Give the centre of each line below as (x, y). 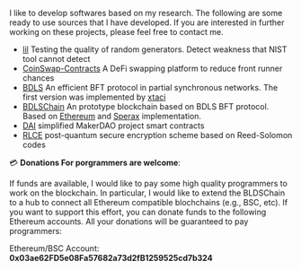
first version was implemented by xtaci (94, 97)
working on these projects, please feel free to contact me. (116, 32)
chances (38, 78)
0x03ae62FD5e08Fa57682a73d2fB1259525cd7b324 (111, 258)
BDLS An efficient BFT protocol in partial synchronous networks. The (150, 87)
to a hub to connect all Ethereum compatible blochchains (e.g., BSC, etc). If (149, 202)
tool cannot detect (56, 59)
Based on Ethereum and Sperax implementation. (112, 116)
